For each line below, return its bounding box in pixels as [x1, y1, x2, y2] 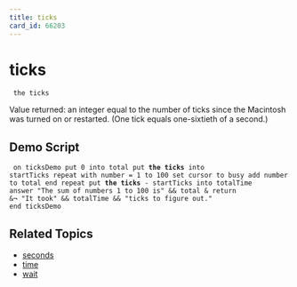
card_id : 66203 [9, 21, 66, 30]
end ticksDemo [9, 202, 62, 211]
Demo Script [9, 140, 80, 155]
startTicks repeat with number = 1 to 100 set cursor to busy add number [9, 171, 289, 180]
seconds [21, 250, 54, 260]
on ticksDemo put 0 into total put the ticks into [12, 163, 205, 172]
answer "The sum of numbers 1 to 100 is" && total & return [9, 187, 237, 195]
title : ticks [9, 12, 58, 22]
